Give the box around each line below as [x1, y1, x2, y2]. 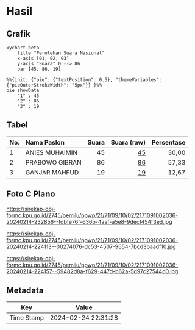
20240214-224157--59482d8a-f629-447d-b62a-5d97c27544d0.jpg [6, 267, 179, 275]
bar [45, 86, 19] [17, 66, 62, 72]
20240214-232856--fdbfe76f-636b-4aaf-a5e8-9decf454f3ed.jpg [6, 218, 172, 225]
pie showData [6, 87, 40, 93]
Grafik [6, 29, 30, 39]
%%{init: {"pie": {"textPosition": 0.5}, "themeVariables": [6, 77, 163, 83]
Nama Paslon [25, 138, 65, 146]
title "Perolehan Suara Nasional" [17, 50, 105, 56]
